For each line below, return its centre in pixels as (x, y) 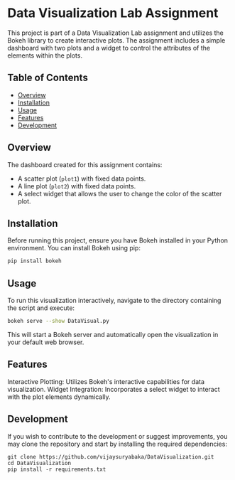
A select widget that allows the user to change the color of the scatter (120, 193)
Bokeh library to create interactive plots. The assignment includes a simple (116, 40)
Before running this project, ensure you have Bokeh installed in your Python (118, 240)
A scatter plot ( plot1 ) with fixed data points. (82, 178)
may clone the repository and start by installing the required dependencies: (117, 444)
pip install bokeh (34, 261)
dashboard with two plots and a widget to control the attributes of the (109, 48)
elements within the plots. (45, 55)
